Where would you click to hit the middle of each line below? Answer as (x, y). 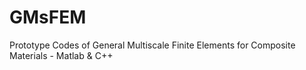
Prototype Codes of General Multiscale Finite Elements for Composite (152, 45)
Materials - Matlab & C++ (61, 55)
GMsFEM (48, 17)
